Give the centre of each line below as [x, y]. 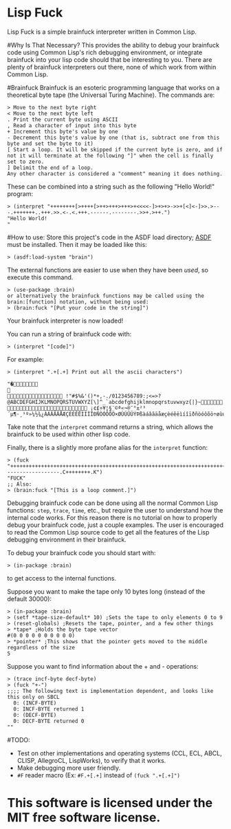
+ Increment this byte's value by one [63, 131]
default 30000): [30, 599]
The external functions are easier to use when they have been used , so [108, 270]
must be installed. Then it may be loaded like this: [77, 244]
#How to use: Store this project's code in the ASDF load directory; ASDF [109, 237]
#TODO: [19, 740]
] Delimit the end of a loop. [51, 168]
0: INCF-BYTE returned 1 [49, 709]
